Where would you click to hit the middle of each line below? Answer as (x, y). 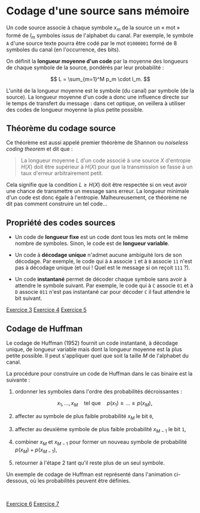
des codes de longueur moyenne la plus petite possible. (75, 109)
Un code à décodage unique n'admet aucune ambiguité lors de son (98, 255)
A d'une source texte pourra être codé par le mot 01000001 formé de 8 (92, 43)
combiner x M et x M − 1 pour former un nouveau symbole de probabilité (101, 443)
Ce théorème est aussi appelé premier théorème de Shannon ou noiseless (97, 143)
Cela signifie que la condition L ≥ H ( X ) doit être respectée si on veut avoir (97, 185)
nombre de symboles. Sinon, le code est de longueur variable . (92, 244)
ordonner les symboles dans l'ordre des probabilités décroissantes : (98, 391)
